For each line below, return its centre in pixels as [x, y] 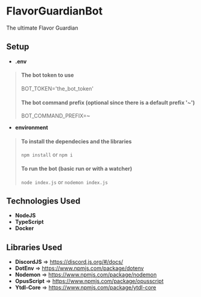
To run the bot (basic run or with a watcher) [77, 168]
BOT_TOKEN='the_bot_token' [57, 88]
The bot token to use [47, 75]
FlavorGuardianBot [54, 11]
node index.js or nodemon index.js [64, 182]
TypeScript [29, 222]
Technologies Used [43, 201]
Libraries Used [34, 247]
